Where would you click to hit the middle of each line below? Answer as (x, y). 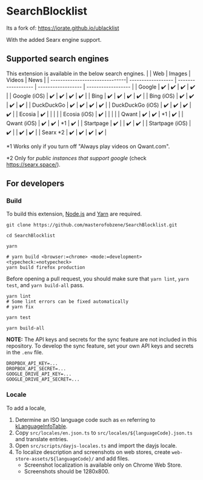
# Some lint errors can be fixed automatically (68, 302)
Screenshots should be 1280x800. (67, 471)
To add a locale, (26, 408)
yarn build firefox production (46, 268)
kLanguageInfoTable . (41, 426)
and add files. (112, 458)
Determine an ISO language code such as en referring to (85, 419)
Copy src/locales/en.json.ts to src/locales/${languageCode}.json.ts (104, 433)
